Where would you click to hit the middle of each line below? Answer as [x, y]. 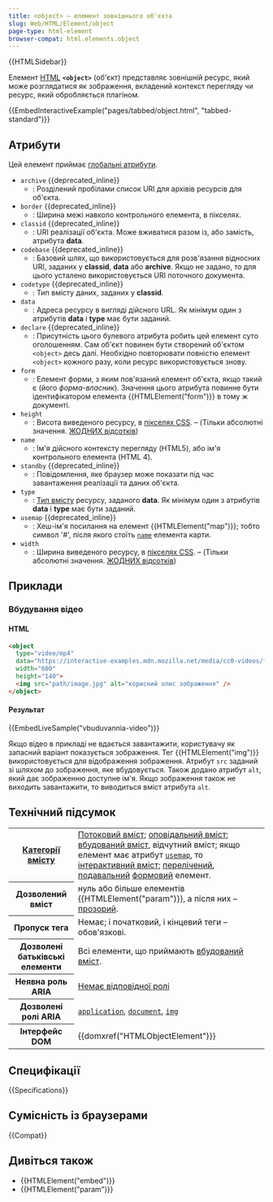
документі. [51, 405]
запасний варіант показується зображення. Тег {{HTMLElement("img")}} [134, 752]
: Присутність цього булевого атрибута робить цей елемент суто [145, 336]
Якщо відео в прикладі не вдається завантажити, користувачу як [122, 743]
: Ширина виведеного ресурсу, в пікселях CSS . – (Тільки [130, 552]
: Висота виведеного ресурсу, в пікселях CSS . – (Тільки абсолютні [147, 422]
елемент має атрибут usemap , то [141, 855]
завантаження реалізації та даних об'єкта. [106, 483]
